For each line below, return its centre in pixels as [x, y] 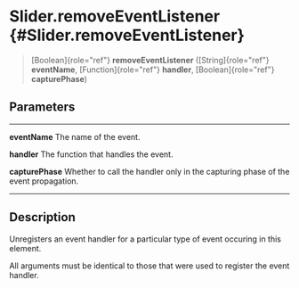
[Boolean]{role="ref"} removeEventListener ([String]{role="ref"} [150, 60]
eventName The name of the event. [75, 136]
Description [42, 217]
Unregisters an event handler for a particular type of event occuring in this [145, 239]
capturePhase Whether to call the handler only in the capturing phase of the [149, 171]
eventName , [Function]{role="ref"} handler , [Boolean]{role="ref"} [153, 70]
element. [25, 248]
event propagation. [44, 181]
